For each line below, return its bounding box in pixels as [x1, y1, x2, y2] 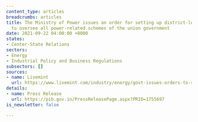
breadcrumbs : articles [6, 14, 62, 20]
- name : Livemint [6, 74, 49, 80]
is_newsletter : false [6, 101, 60, 108]
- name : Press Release [6, 91, 62, 97]
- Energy [6, 52, 28, 58]
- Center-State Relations [6, 42, 70, 48]
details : [6, 85, 28, 91]
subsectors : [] [6, 63, 44, 70]
